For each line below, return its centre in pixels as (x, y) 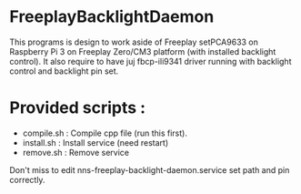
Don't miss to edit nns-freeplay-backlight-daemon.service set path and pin (150, 169)
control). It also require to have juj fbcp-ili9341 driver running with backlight (150, 61)
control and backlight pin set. (64, 71)
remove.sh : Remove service (76, 152)
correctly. (27, 179)
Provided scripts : (78, 108)
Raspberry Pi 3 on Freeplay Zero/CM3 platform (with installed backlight (143, 51)
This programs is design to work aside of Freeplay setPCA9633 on (134, 42)
